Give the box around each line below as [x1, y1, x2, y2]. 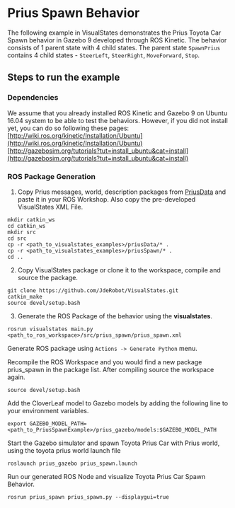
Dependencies [7, 93, 59, 103]
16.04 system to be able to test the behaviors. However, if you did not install [7, 116, 228, 125]
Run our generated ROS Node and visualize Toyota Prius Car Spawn [7, 472, 206, 480]
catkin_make [7, 293, 42, 300]
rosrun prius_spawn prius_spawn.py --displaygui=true [7, 493, 170, 500]
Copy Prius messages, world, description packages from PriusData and [17, 187, 227, 196]
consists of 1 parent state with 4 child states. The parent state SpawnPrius [7, 43, 221, 52]
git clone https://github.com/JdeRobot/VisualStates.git [7, 287, 179, 294]
